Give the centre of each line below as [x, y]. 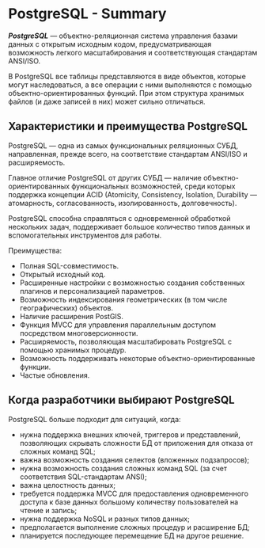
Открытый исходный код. [62, 274]
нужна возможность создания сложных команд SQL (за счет [123, 468]
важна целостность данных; [68, 485]
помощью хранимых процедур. [73, 350]
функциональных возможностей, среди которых [153, 186]
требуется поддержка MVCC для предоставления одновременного [134, 493]
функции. [35, 367]
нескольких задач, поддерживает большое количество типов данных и [129, 226]
